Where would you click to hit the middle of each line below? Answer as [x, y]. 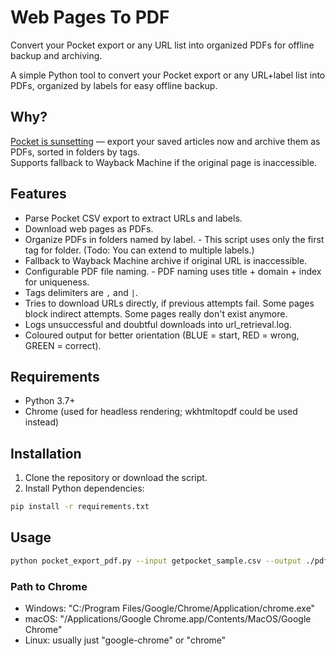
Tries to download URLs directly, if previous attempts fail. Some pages [169, 303]
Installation [46, 453]
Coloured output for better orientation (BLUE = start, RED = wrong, [162, 335]
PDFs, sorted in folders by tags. [75, 152]
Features [38, 194]
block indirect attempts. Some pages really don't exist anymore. [156, 313]
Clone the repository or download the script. [116, 478]
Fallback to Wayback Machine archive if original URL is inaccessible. [166, 260]
